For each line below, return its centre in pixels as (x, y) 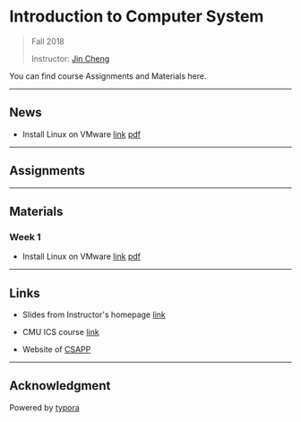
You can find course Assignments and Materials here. (108, 76)
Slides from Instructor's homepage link (94, 314)
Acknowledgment (60, 386)
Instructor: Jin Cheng (70, 58)
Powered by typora (45, 407)
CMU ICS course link (61, 332)
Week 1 (26, 237)
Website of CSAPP (56, 349)
